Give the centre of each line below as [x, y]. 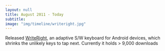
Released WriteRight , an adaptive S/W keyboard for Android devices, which [83, 38]
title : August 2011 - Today [34, 14]
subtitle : [15, 19]
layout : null [19, 10]
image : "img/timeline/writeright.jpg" [45, 24]
